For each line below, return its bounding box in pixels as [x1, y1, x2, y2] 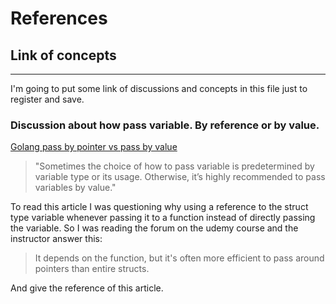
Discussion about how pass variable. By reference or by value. [10, 118, 320, 132]
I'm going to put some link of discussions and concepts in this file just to [10, 83, 308, 94]
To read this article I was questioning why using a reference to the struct [10, 201, 309, 213]
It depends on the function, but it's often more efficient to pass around [34, 252, 325, 264]
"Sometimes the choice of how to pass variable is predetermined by [34, 160, 315, 172]
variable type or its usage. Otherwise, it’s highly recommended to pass [34, 171, 326, 183]
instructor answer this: [10, 233, 103, 245]
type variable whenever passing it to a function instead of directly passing [10, 212, 316, 224]
